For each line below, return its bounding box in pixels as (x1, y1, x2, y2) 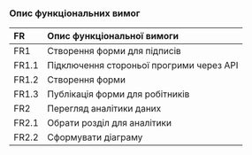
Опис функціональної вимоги (47, 30, 179, 43)
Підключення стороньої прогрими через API (47, 59, 239, 72)
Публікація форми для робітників (47, 88, 190, 100)
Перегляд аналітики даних (47, 103, 162, 115)
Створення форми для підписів (47, 45, 181, 58)
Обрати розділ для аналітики (47, 117, 172, 129)
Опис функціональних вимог (9, 7, 141, 19)
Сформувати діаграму (47, 131, 143, 143)
